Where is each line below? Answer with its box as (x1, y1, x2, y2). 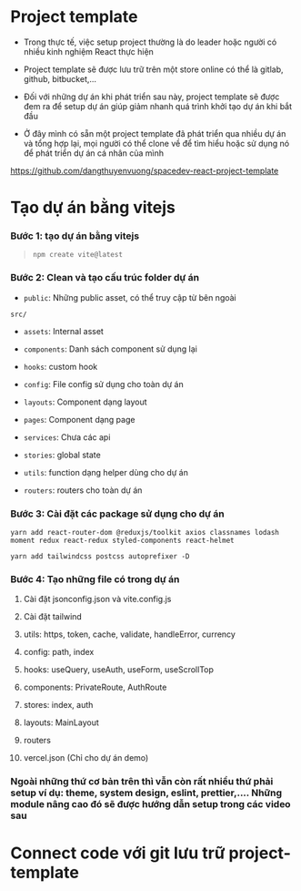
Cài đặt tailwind (23, 611, 83, 622)
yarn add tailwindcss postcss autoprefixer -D (10, 552, 190, 561)
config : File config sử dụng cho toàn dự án (23, 378, 185, 389)
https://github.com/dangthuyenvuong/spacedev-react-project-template (10, 165, 279, 176)
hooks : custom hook (23, 361, 98, 372)
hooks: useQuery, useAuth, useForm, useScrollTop (23, 664, 215, 675)
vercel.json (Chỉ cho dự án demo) (23, 753, 149, 763)
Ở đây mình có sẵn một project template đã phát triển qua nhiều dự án (23, 128, 286, 138)
